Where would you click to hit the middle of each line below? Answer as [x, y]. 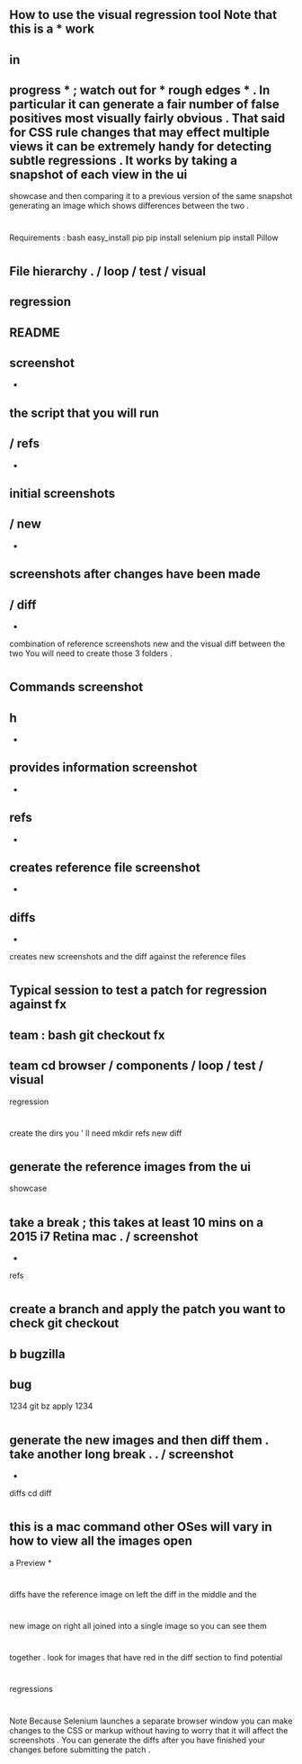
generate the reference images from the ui [130, 1167]
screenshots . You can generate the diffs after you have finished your [137, 1740]
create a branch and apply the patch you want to [147, 1309]
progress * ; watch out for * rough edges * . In [140, 90]
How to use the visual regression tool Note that [143, 15]
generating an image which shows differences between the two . [129, 206]
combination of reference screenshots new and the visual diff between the [147, 643]
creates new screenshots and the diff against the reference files [128, 957]
